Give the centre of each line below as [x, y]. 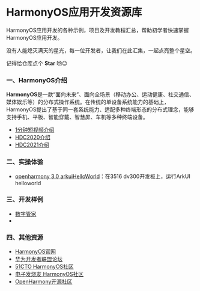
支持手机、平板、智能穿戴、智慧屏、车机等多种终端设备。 [77, 117]
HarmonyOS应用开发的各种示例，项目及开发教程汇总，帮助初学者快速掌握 [98, 30]
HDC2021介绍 [32, 145]
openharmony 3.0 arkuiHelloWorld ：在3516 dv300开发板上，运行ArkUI [102, 176]
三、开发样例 [25, 200]
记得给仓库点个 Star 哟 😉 [37, 63]
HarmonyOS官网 [35, 252]
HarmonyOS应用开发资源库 [74, 12]
